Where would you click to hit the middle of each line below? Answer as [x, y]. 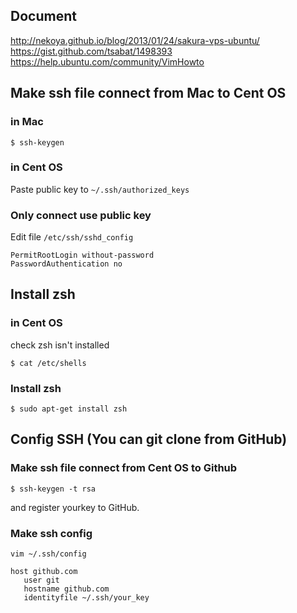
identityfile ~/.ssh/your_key [86, 598]
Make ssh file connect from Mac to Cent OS [148, 93]
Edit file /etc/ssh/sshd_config [72, 237]
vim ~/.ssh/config [48, 554]
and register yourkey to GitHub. [75, 507]
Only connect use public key [81, 215]
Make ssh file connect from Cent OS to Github [124, 468]
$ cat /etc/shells [48, 363]
